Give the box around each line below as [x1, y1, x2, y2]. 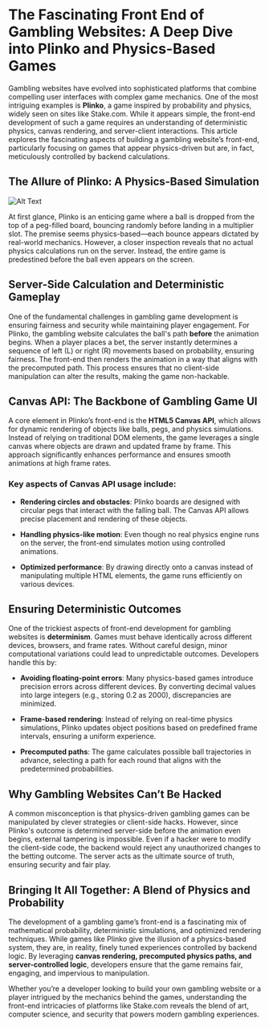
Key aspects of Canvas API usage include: [8, 479, 177, 490]
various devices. [19, 579, 75, 589]
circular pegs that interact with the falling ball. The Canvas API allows [19, 505, 249, 515]
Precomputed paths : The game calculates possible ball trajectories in [19, 747, 251, 756]
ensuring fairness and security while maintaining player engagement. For [8, 320, 251, 330]
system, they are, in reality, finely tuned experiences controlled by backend [8, 943, 257, 952]
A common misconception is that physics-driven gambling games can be [8, 809, 251, 818]
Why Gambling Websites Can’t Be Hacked [8, 787, 222, 801]
